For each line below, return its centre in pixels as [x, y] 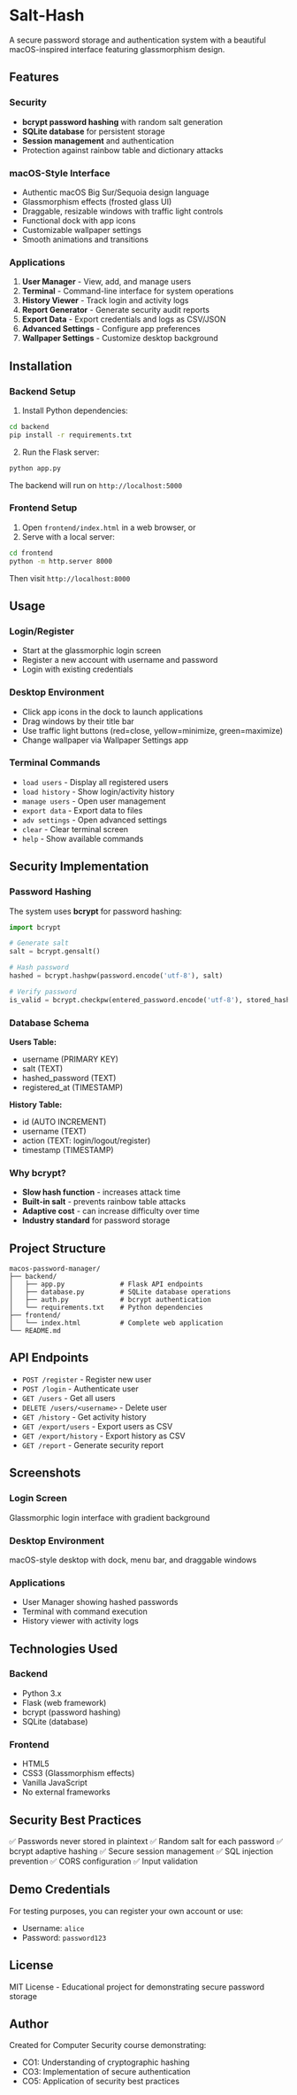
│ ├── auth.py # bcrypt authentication [110, 1300]
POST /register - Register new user [87, 1379]
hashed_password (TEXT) [69, 1078]
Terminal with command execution [84, 1612]
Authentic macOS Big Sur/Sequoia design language [115, 192]
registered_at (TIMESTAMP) [72, 1087]
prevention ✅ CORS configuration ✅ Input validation [104, 1861]
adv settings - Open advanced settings [95, 820]
